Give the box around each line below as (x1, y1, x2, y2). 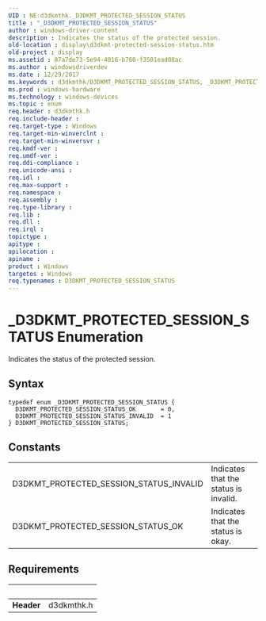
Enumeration (56, 328, 144, 346)
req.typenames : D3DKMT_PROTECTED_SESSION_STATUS (8, 277, 176, 286)
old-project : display (8, 48, 83, 56)
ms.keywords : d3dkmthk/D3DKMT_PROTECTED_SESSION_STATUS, (8, 78, 203, 86)
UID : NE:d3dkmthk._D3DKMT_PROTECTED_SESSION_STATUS (8, 11, 186, 20)
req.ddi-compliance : (8, 159, 80, 167)
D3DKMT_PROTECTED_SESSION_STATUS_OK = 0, (15, 405, 176, 413)
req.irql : (8, 225, 44, 234)
